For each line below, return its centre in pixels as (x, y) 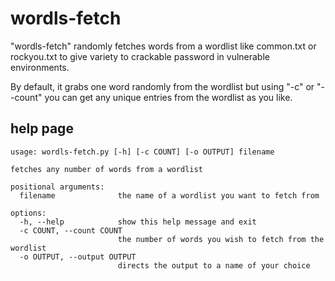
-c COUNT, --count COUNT (71, 230)
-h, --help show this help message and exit (138, 222)
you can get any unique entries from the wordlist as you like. (168, 97)
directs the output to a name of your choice (214, 265)
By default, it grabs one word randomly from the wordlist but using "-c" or (162, 86)
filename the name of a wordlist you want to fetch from (169, 195)
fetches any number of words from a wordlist (106, 169)
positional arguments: (57, 187)
